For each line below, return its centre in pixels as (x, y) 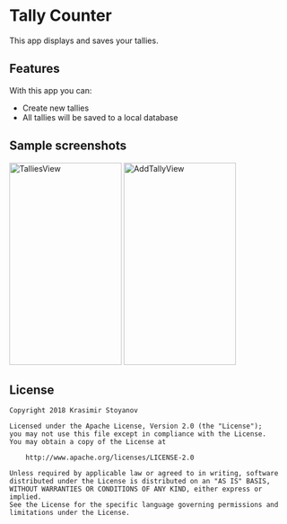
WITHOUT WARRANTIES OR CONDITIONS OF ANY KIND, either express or (136, 489)
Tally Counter (61, 16)
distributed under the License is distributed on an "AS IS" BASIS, (140, 482)
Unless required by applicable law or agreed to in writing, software (144, 474)
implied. (26, 497)
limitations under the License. (70, 513)
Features (35, 69)
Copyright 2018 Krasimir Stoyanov (74, 411)
